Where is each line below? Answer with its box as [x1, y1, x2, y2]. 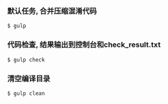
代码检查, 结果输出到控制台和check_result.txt [7, 40, 161, 50]
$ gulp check [7, 56, 45, 64]
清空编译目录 [7, 73, 51, 83]
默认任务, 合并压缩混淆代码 [7, 6, 98, 15]
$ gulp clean [7, 89, 45, 97]
